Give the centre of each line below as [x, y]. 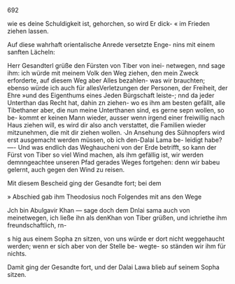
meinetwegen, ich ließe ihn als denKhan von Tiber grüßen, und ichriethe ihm [117, 218]
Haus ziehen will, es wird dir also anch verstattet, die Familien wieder [107, 125]
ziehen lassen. [28, 31]
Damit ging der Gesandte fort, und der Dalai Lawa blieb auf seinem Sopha [114, 267]
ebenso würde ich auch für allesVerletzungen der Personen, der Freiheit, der [117, 88]
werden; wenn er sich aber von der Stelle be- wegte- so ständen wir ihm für [116, 246]
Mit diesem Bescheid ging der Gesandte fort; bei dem [85, 183]
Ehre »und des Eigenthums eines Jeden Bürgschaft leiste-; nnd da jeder [111, 95]
